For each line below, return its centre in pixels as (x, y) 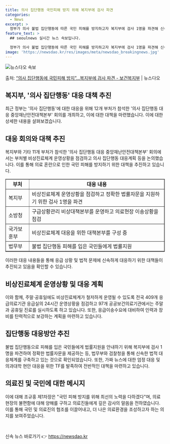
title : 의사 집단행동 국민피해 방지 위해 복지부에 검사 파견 (59, 10)
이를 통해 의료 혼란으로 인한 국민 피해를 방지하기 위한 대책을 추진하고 (83, 165)
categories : (18, 15)
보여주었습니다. (29, 416)
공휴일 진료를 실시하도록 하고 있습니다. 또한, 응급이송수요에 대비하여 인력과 (84, 310)
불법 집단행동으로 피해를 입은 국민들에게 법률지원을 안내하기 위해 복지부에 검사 (82, 347)
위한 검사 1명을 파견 (60, 202)
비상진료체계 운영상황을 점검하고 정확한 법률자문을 (88, 194)
